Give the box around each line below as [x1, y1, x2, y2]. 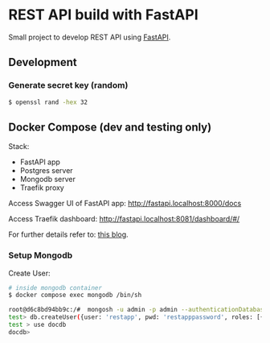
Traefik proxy [19, 183, 64, 192]
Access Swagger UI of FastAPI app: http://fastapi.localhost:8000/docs [8, 199, 242, 209]
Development [8, 56, 78, 69]
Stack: [8, 142, 30, 151]
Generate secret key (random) [8, 80, 129, 91]
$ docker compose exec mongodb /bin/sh [8, 291, 142, 300]
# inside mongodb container [8, 283, 103, 291]
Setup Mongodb [8, 250, 73, 261]
